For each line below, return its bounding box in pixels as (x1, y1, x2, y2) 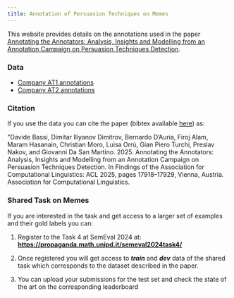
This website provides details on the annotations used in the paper (7, 30, 201, 38)
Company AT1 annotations (17, 78, 94, 87)
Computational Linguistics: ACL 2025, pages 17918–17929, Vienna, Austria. (7, 170, 224, 179)
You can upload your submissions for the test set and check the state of (17, 275, 227, 283)
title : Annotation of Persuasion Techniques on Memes (7, 10, 169, 18)
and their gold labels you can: (7, 219, 94, 228)
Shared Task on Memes (7, 195, 90, 205)
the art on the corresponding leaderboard (17, 283, 139, 291)
